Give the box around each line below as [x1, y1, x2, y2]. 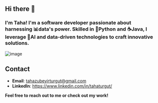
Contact [5, 65, 30, 73]
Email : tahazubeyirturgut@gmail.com [12, 78, 86, 84]
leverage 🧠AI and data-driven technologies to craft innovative [5, 34, 154, 40]
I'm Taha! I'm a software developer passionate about [5, 19, 132, 26]
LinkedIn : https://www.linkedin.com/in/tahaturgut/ [12, 83, 112, 89]
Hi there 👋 [5, 5, 35, 13]
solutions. [5, 40, 30, 47]
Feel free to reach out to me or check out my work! [5, 92, 109, 98]
